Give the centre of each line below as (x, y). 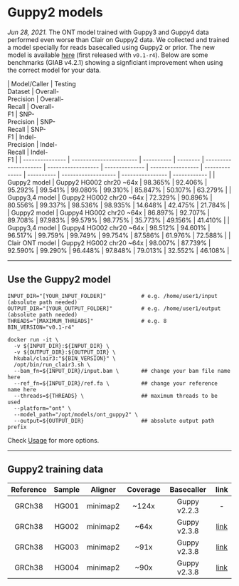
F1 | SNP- (21, 114)
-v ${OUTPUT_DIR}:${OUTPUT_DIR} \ (65, 352)
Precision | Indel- (33, 144)
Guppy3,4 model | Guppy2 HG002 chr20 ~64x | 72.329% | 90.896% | (110, 197)
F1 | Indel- (22, 137)
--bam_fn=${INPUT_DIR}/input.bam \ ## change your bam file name (122, 371)
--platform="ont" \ (43, 408)
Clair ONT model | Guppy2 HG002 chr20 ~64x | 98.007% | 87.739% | (109, 242)
